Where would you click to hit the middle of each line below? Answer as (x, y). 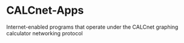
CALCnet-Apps (45, 10)
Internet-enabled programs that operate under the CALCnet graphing (92, 27)
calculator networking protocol (44, 33)
